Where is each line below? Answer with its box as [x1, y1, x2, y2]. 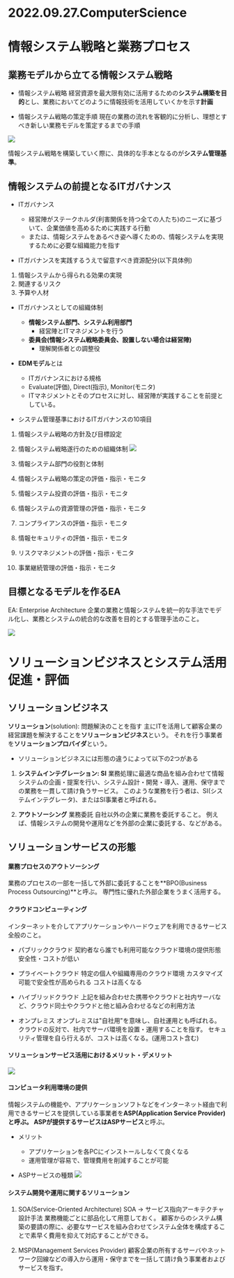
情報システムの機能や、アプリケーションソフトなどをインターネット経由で [8, 1101, 221, 1109]
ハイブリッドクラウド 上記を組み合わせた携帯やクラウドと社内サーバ [17, 992, 215, 1001]
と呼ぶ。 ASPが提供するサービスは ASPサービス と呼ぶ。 [8, 1118, 169, 1126]
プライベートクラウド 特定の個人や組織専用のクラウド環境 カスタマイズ [17, 969, 224, 978]
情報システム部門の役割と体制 [17, 460, 104, 467]
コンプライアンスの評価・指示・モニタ [17, 519, 128, 527]
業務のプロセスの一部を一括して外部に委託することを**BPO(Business [8, 879, 208, 887]
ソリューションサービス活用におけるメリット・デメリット [8, 1051, 173, 1059]
